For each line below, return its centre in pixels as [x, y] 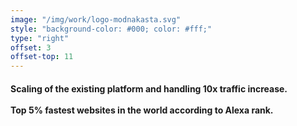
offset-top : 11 [42, 57]
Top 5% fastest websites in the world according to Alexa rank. [142, 110]
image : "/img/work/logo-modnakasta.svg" [96, 19]
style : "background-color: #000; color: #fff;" [111, 29]
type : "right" [40, 38]
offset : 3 [31, 47]
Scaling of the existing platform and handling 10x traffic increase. [149, 88]
